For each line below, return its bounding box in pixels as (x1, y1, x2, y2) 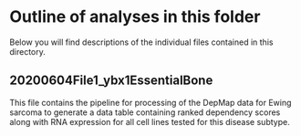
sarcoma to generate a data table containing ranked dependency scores (9, 107, 281, 118)
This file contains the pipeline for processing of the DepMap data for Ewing (9, 97, 292, 108)
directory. (9, 46, 46, 57)
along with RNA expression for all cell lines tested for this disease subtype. (9, 116, 290, 127)
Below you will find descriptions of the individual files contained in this (9, 37, 274, 47)
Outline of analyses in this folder (9, 6, 261, 27)
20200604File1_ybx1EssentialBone (9, 73, 213, 89)
